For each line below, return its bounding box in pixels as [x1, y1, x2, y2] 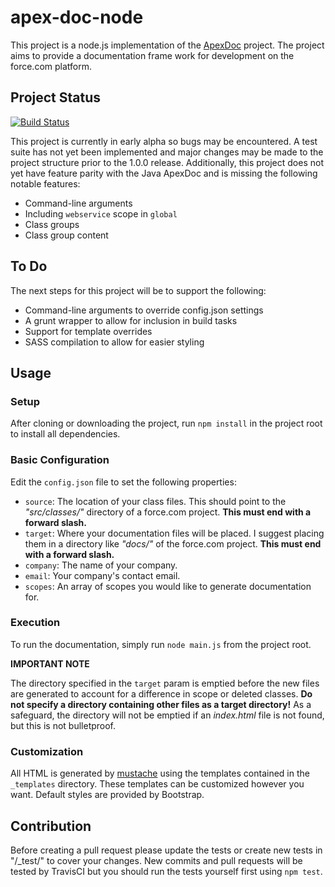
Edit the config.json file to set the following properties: [10, 476, 237, 488]
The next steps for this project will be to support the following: [10, 284, 267, 296]
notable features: [10, 177, 81, 190]
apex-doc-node [10, 6, 144, 29]
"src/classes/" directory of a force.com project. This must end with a [24, 506, 312, 518]
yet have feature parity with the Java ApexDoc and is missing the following [10, 167, 318, 179]
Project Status [10, 89, 102, 106]
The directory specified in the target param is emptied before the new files [10, 677, 320, 689]
